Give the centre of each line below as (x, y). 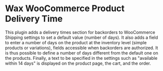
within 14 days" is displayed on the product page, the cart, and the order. (78, 63)
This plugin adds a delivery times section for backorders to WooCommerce (80, 32)
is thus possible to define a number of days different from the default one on (82, 53)
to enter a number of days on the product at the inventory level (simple (76, 42)
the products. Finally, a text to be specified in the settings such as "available (81, 58)
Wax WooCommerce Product (65, 9)
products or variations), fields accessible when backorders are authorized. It (81, 48)
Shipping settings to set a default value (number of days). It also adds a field (81, 37)
